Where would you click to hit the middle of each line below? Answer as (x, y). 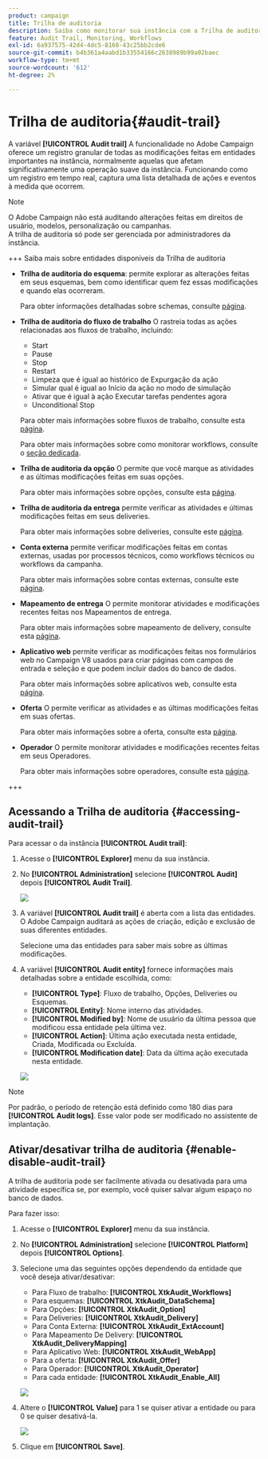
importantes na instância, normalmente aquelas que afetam (106, 161)
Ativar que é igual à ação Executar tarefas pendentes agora (129, 396)
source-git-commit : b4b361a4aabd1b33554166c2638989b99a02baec (114, 53)
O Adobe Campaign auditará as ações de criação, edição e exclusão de (137, 922)
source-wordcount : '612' (49, 68)
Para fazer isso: (34, 1214)
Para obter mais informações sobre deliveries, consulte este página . (132, 531)
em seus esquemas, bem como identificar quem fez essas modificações (139, 282)
